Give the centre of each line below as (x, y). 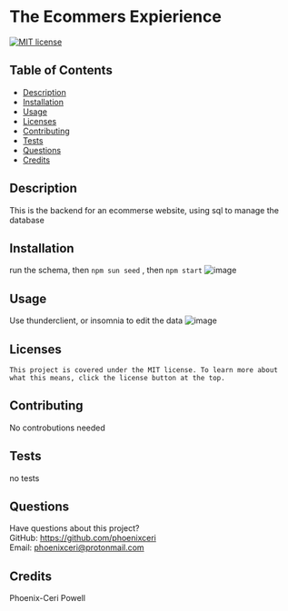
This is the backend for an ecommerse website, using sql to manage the (144, 210)
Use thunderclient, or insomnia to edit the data (96, 320)
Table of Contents (61, 70)
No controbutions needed (58, 428)
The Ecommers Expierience (116, 17)
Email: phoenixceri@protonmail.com (77, 547)
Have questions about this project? (74, 528)
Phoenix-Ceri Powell (48, 598)
